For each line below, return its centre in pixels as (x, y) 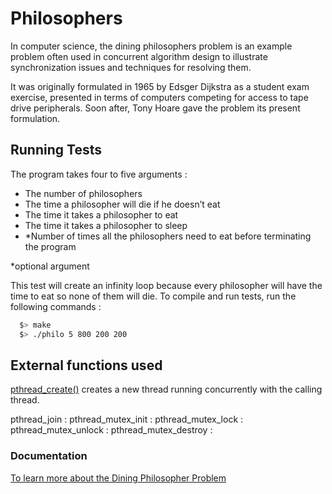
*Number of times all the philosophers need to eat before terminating (168, 236)
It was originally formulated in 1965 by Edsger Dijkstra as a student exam (160, 86)
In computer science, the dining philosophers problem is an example (151, 46)
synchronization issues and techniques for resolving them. (131, 67)
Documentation (49, 456)
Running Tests (56, 150)
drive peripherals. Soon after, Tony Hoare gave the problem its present (155, 108)
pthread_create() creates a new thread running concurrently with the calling (166, 389)
